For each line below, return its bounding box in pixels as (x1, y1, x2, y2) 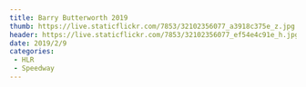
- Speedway (13, 64, 55, 73)
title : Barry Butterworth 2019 (9, 13, 128, 23)
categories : (9, 47, 55, 56)
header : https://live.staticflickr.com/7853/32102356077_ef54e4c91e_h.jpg (9, 30, 300, 39)
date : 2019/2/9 (9, 38, 67, 48)
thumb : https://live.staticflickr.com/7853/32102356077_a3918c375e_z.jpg (9, 22, 296, 31)
